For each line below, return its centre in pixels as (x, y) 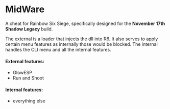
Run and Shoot (28, 78)
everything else (29, 101)
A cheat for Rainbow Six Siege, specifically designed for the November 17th (85, 23)
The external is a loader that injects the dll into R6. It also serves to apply (82, 39)
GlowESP (22, 73)
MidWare (25, 9)
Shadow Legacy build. (29, 29)
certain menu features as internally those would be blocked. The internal (82, 44)
